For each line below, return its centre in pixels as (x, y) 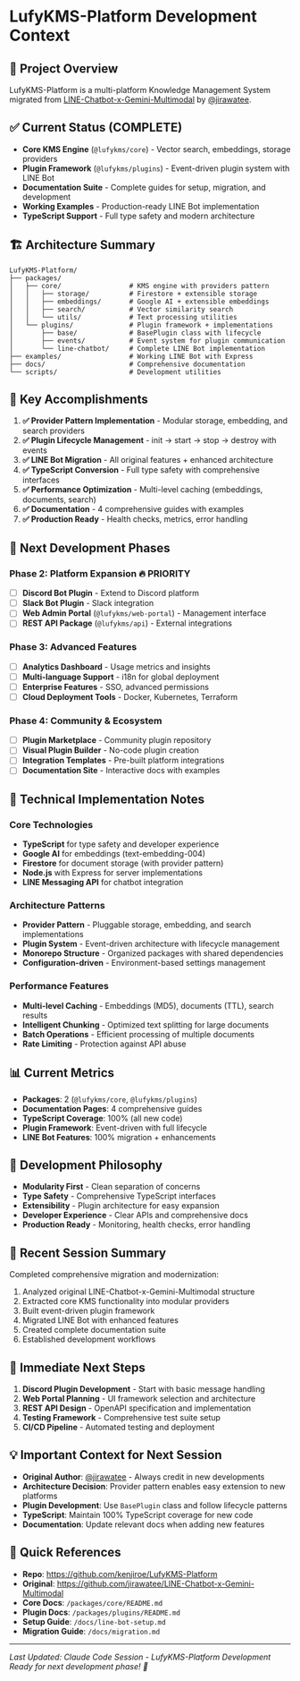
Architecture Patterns (57, 906)
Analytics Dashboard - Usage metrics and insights (117, 666)
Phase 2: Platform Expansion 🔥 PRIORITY (100, 573)
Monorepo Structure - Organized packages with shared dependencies (153, 953)
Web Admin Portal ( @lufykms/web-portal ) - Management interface (144, 613)
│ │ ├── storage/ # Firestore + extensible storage (133, 294)
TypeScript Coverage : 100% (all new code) (102, 1118)
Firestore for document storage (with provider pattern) (123, 863)
